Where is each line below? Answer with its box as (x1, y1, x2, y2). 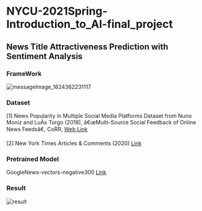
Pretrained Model (6, 155, 59, 163)
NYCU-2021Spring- (6, 4, 108, 18)
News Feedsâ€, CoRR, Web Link (6, 126, 88, 133)
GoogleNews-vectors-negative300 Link (6, 169, 107, 176)
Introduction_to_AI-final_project (6, 17, 173, 31)
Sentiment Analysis (6, 51, 83, 62)
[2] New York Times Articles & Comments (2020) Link (6, 140, 142, 147)
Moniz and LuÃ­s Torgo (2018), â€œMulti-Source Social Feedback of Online (6, 119, 196, 126)
